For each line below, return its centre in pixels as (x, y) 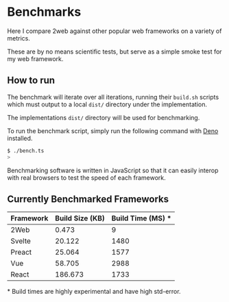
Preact (21, 253)
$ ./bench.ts (26, 151)
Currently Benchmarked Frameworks (88, 199)
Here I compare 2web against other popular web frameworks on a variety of (114, 31)
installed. (20, 138)
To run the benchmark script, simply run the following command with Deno (113, 130)
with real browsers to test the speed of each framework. (86, 177)
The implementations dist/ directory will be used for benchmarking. (104, 117)
